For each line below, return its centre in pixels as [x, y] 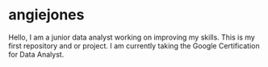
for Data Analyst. [36, 54]
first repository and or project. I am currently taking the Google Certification [134, 45]
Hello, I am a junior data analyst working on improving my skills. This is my [132, 37]
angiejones [46, 15]
